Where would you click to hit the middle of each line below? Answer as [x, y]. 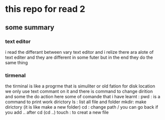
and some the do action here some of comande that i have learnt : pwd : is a [83, 97]
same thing [17, 62]
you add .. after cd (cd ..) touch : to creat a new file [57, 113]
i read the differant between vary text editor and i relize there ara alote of [79, 52]
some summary [30, 27]
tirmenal [15, 75]
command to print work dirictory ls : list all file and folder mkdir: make [76, 102]
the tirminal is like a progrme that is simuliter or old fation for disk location [80, 86]
